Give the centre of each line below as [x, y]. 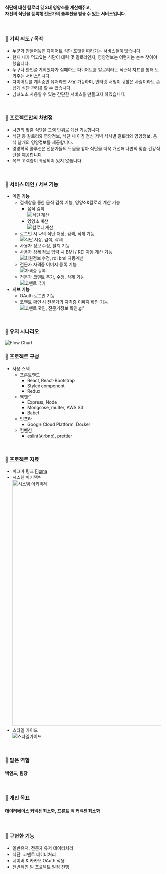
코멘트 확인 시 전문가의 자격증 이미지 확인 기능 [64, 302]
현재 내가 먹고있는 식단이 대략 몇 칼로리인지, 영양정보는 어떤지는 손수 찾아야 [85, 57]
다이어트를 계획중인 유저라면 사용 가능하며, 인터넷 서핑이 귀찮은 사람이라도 [83, 81]
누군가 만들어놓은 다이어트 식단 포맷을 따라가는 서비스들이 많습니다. [77, 51]
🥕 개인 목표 [17, 798]
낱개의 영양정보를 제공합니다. [45, 142]
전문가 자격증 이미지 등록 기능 [48, 265]
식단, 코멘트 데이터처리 [34, 854]
